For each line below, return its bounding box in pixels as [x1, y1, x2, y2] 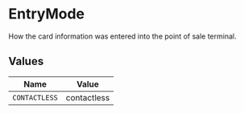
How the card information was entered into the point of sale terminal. [8, 31, 237, 41]
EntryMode [8, 5, 85, 23]
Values [8, 55, 44, 68]
